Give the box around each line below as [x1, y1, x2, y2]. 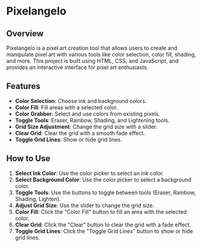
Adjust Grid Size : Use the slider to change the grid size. [15, 202, 154, 209]
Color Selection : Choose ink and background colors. [15, 97, 147, 104]
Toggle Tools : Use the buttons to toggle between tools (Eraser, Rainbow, [15, 189, 197, 196]
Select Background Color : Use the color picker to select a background [15, 176, 192, 183]
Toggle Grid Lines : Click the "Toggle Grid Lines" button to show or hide [15, 227, 194, 234]
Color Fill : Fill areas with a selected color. [15, 104, 118, 111]
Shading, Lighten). [15, 195, 61, 202]
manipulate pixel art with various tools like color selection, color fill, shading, [6, 51, 197, 58]
